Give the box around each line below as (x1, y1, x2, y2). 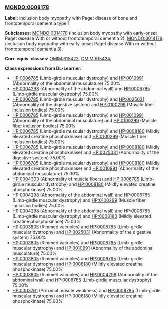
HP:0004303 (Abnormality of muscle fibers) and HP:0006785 (12, 176, 140, 182)
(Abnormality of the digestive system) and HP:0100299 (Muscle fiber (12, 102, 155, 108)
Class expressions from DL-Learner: (5, 65, 82, 71)
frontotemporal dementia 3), (5, 46, 63, 52)
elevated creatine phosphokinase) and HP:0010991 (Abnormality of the (12, 165, 158, 171)
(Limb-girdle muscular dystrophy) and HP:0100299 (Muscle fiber (12, 197, 146, 203)
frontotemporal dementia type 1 (5, 20, 70, 26)
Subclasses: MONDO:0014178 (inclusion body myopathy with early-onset (5, 30, 157, 36)
